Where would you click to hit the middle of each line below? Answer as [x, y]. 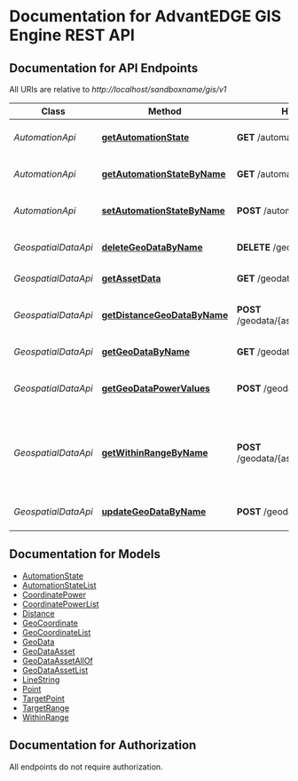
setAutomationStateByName [164, 211]
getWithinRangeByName [155, 453]
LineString [41, 679]
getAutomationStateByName [164, 174]
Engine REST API [72, 35]
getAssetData [131, 279]
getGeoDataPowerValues [156, 388]
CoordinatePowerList [60, 604]
